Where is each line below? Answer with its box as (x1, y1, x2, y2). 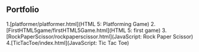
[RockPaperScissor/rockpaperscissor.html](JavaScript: (6, 32, 142, 40)
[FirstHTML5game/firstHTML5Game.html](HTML (6, 27, 126, 34)
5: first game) (127, 27, 161, 34)
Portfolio (6, 5, 40, 15)
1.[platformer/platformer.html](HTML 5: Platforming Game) (6, 20, 150, 27)
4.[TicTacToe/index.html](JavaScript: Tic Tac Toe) (6, 39, 129, 46)
